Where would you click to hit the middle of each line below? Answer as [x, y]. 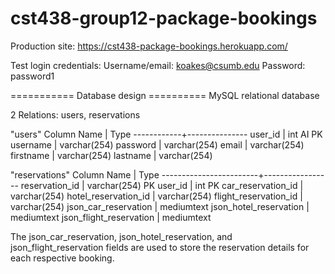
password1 [32, 76]
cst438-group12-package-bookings [164, 18]
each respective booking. [62, 258]
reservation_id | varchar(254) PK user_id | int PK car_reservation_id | [162, 185]
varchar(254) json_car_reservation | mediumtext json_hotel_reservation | [160, 206]
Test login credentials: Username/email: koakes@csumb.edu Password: [158, 65]
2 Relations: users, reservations [75, 114]
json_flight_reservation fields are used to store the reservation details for [160, 247]
